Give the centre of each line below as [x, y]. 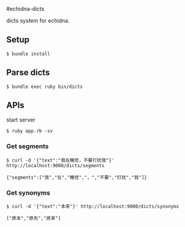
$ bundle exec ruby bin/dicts [45, 87]
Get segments [28, 146]
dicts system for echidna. [38, 20]
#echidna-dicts [25, 9]
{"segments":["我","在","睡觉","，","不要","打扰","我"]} [77, 177]
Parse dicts [28, 73]
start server [21, 120]
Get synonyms [28, 193]
